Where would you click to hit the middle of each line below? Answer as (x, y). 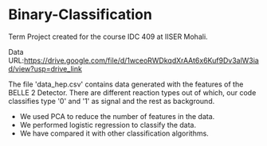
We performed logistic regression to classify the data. (108, 125)
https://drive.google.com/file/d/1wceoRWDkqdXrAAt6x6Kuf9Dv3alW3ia (141, 60)
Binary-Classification (80, 15)
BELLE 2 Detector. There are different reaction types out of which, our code (132, 92)
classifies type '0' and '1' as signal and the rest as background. (112, 101)
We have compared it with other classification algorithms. (114, 133)
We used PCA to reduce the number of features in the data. (117, 116)
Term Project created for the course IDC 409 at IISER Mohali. (108, 36)
